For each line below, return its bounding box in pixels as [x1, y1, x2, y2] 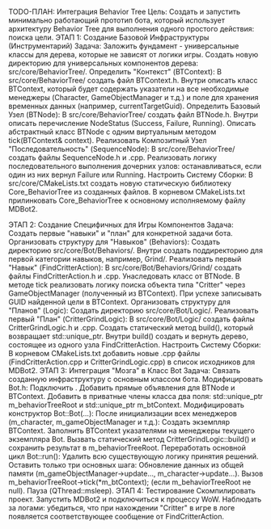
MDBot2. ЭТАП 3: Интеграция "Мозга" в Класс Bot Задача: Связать [8, 366, 241, 375]
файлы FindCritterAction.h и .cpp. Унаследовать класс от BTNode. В [8, 271, 240, 281]
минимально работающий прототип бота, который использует [8, 15, 225, 25]
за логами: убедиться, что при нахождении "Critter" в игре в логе [8, 503, 235, 512]
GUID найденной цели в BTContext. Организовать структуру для [8, 297, 231, 306]
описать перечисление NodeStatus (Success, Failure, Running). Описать [8, 119, 256, 128]
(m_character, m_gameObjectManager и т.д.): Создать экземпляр [8, 418, 231, 426]
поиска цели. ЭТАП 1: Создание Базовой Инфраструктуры [8, 32, 210, 42]
